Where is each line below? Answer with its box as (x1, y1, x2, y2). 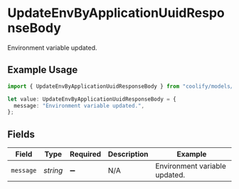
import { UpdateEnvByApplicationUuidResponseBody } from (7, 83, 180, 90)
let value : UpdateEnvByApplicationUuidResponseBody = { (7, 96, 176, 103)
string (43, 166, 63, 176)
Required (70, 149, 102, 159)
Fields (7, 128, 36, 140)
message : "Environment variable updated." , (14, 102, 144, 109)
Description (107, 149, 149, 159)
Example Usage (7, 64, 78, 76)
